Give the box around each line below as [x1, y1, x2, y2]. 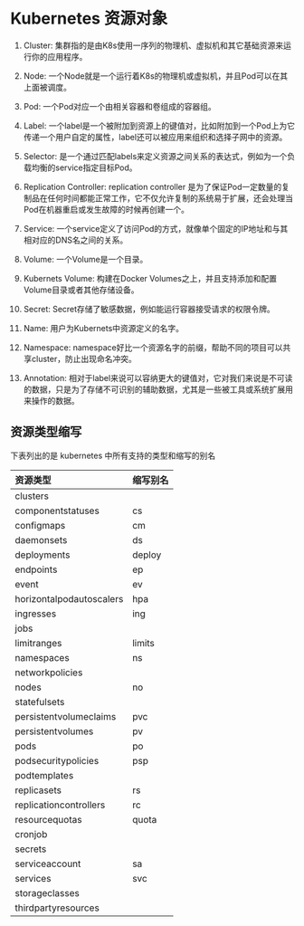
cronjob [14, 827, 48, 840]
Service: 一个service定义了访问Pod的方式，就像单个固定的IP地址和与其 [23, 223, 289, 234]
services [14, 872, 52, 884]
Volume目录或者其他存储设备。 [23, 284, 139, 295]
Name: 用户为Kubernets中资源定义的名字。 [23, 322, 185, 333]
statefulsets [14, 695, 65, 708]
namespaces [14, 651, 71, 663]
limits [131, 636, 155, 649]
